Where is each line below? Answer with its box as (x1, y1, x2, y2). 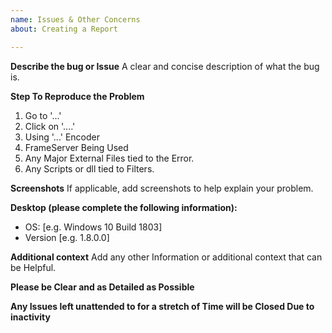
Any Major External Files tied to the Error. (24, 152, 195, 164)
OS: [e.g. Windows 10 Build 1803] (24, 221, 163, 233)
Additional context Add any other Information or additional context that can (10, 251, 323, 263)
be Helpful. (10, 261, 57, 273)
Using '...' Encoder (24, 131, 101, 143)
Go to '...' (24, 109, 62, 121)
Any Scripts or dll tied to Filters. (24, 162, 155, 175)
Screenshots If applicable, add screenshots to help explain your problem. (10, 182, 314, 194)
